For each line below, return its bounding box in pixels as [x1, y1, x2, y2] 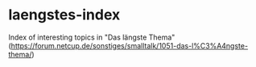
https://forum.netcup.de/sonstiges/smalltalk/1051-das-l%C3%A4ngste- [10, 40, 248, 50]
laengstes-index [8, 6, 121, 24]
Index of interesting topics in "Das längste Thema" [8, 32, 175, 42]
